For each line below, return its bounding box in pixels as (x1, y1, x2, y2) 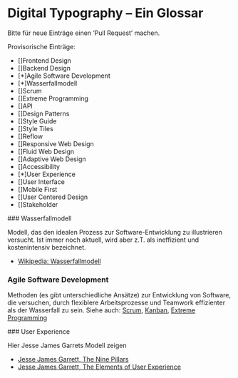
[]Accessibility (17, 162, 61, 170)
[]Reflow (17, 132, 43, 141)
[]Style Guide (17, 116, 57, 126)
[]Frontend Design (17, 56, 71, 65)
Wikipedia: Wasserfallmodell (17, 257, 101, 265)
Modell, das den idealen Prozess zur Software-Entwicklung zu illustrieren (7, 228, 222, 236)
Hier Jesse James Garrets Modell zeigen (7, 341, 127, 350)
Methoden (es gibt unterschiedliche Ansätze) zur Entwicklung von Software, (7, 291, 232, 300)
